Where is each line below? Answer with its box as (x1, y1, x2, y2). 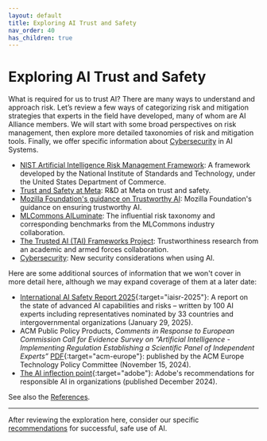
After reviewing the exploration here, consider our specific (8, 415, 199, 425)
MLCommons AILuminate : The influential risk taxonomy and (19, 211, 215, 221)
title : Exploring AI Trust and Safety (8, 19, 137, 27)
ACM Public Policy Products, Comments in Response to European (19, 327, 235, 336)
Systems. (8, 145, 39, 155)
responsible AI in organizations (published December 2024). (19, 377, 218, 386)
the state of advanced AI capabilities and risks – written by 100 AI (19, 301, 234, 311)
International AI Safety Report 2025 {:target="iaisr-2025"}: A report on (19, 292, 249, 302)
